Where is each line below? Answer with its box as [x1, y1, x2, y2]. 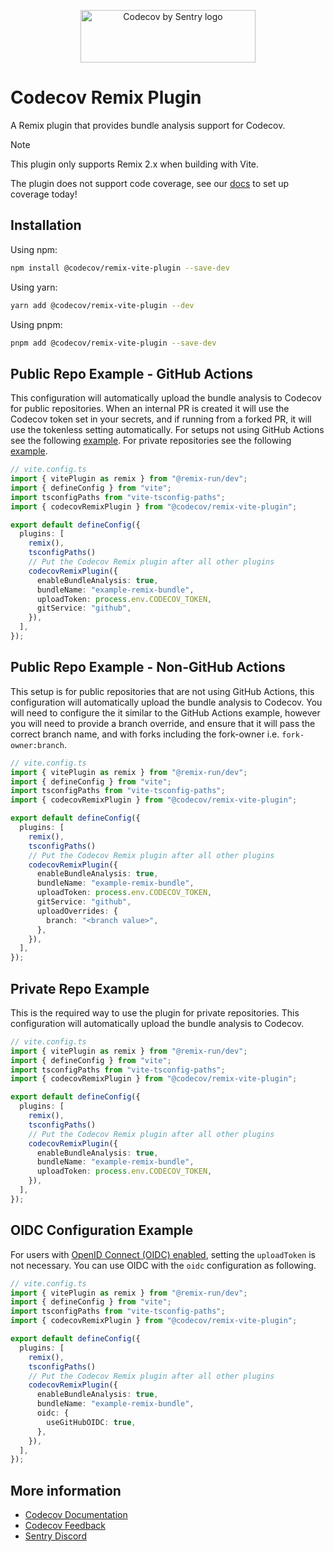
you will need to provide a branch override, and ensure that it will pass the [10, 717, 316, 729]
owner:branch [10, 740, 65, 750]
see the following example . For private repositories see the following [10, 435, 292, 447]
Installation [10, 217, 82, 234]
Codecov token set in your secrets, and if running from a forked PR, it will [10, 413, 312, 425]
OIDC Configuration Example [10, 1222, 194, 1239]
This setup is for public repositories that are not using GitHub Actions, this [10, 685, 315, 697]
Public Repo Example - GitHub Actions [10, 365, 254, 382]
